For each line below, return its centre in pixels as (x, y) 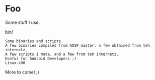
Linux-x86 (15, 63)
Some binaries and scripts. (34, 41)
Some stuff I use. (23, 22)
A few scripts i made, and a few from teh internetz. (62, 54)
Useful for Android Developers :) (41, 58)
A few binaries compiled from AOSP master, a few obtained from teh (77, 45)
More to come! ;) (22, 72)
